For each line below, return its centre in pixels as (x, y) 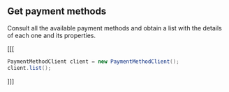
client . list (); (29, 68)
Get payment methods (57, 11)
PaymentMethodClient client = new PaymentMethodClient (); (93, 62)
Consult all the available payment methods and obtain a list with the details (114, 28)
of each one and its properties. (52, 35)
